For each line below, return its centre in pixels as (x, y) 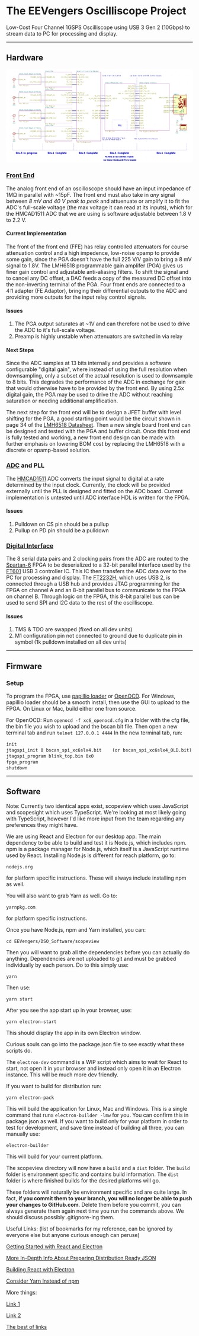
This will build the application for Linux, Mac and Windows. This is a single (97, 1108)
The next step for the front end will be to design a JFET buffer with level (94, 413)
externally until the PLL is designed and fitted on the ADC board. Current (94, 491)
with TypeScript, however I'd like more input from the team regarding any (95, 819)
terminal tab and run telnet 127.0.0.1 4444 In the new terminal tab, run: (94, 733)
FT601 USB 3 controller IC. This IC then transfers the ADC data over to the (96, 571)
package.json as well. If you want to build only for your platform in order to (97, 1121)
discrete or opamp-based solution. (48, 450)
